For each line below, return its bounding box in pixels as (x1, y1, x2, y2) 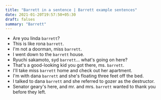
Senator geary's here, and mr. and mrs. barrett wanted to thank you (12, 84, 156, 90)
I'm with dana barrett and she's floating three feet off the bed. (12, 73, 144, 79)
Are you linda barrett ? (12, 35, 60, 41)
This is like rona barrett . (12, 41, 65, 47)
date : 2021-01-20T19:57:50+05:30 (5, 12, 76, 17)
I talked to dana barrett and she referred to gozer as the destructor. (12, 78, 155, 84)
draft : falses (5, 17, 36, 22)
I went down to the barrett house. (12, 52, 85, 58)
